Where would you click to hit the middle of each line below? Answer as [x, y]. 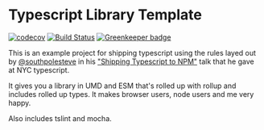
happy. [20, 103]
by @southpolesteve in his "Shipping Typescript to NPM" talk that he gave [132, 61]
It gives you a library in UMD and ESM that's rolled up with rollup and [122, 86]
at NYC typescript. [39, 69]
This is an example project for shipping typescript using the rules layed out [132, 52]
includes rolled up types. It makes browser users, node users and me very [131, 94]
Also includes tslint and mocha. [60, 118]
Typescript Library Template [105, 15]
